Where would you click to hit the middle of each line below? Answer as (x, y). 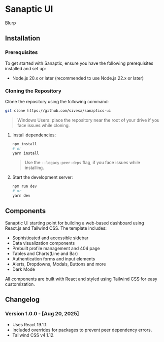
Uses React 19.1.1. (30, 324)
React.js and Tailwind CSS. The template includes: (56, 228)
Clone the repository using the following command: (57, 101)
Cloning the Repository (33, 91)
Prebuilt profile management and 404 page (56, 248)
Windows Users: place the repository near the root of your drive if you (88, 120)
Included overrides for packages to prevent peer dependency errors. (82, 330)
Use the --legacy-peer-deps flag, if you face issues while (82, 163)
